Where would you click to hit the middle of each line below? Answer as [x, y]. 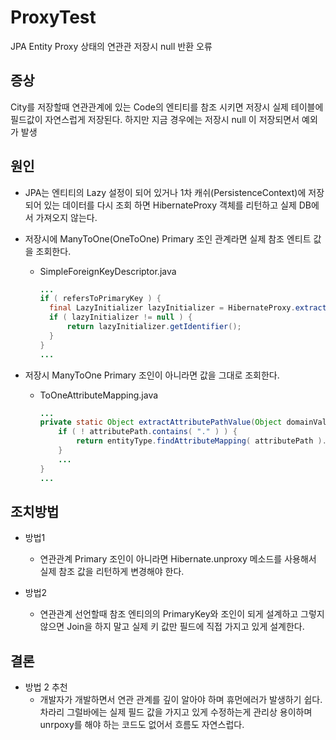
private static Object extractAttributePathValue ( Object [161, 422]
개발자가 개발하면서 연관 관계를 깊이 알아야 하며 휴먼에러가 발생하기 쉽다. [181, 700]
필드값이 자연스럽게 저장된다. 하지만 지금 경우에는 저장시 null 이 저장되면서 [155, 119]
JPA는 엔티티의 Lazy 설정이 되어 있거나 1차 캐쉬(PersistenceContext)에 [165, 192]
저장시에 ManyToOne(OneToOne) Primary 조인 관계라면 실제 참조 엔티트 [168, 238]
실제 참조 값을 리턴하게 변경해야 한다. [112, 572]
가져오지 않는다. [66, 217]
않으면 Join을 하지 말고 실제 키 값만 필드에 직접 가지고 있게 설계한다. [172, 627]
